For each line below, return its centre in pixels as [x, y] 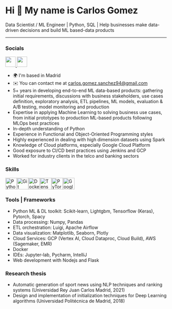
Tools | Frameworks [30, 200]
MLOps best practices [36, 123]
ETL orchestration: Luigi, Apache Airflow [55, 227]
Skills [12, 169]
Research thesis [26, 273]
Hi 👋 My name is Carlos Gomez [72, 11]
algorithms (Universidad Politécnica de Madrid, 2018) [69, 301]
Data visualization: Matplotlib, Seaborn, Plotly [60, 233]
